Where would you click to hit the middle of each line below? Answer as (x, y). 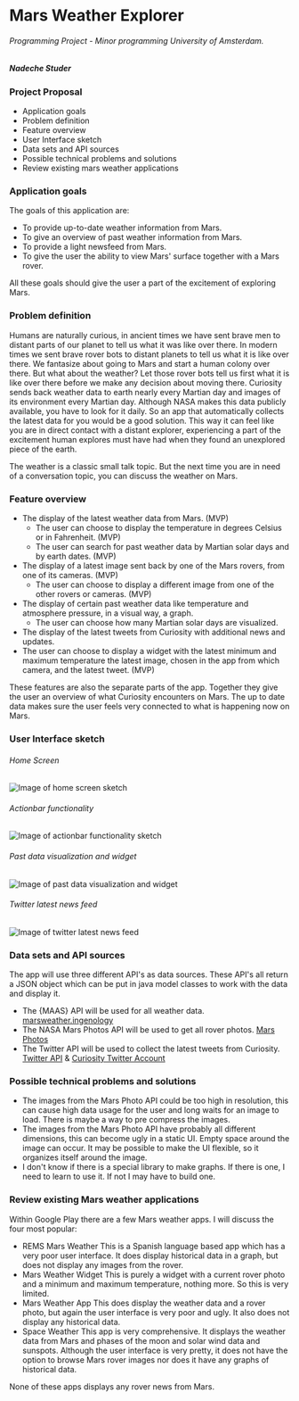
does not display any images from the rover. (103, 1264)
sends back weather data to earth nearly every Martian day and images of (145, 392)
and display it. (35, 994)
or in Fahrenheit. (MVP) (78, 537)
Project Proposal (46, 92)
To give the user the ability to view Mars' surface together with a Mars (151, 256)
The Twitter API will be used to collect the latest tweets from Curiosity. (151, 1049)
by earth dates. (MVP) (76, 556)
